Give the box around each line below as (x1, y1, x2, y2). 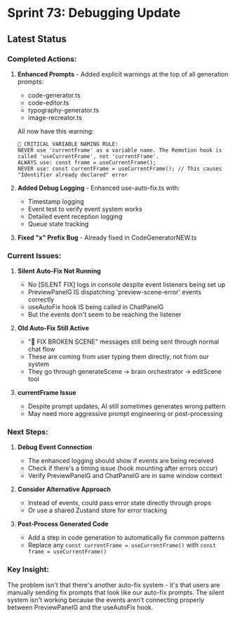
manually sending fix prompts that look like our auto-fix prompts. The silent (7, 588, 224, 597)
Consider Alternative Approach (17, 485, 111, 493)
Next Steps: (7, 427, 48, 437)
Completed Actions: (7, 54, 77, 64)
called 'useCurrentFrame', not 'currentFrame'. (17, 152, 159, 160)
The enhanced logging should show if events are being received (27, 457, 214, 465)
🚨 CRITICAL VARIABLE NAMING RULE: (17, 141, 119, 148)
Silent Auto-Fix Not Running (17, 267, 102, 275)
